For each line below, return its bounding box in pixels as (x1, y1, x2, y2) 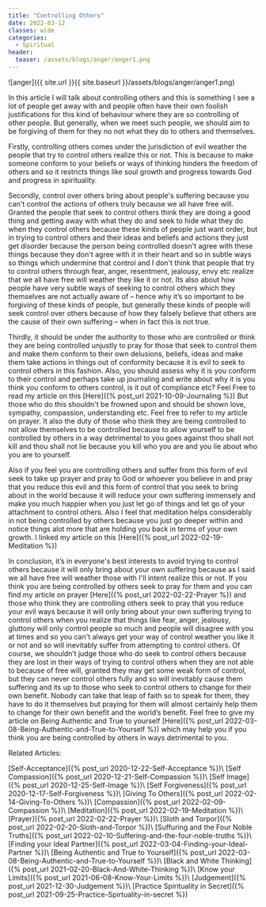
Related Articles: (8, 748, 62, 757)
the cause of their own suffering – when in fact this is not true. (8, 317, 211, 326)
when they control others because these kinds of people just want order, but (8, 224, 258, 233)
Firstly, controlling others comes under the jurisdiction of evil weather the (8, 142, 247, 151)
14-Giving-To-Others (8, 797, 76, 806)
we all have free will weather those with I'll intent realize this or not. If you (8, 573, 248, 583)
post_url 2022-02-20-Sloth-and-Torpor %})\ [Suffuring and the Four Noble (8, 822, 253, 832)
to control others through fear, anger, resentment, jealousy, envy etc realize (8, 266, 254, 275)
